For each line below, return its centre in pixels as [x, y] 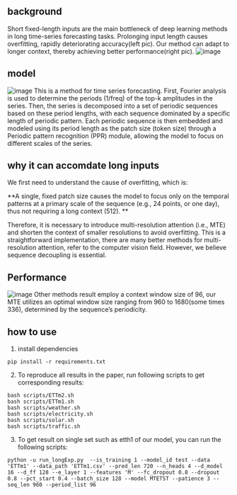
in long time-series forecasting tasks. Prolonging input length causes [108, 36]
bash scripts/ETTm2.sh [41, 396]
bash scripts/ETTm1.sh [41, 402]
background [35, 12]
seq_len [19, 485]
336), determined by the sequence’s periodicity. [77, 309]
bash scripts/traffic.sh [44, 427]
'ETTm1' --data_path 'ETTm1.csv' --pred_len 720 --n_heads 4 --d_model [115, 467]
